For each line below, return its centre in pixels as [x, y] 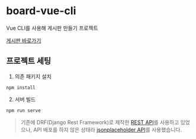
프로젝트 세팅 [29, 61]
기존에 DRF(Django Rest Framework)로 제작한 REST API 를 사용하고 [100, 122]
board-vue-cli [41, 11]
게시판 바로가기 [24, 40]
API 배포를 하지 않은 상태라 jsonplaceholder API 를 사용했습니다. [108, 130]
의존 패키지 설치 [33, 76]
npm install [21, 88]
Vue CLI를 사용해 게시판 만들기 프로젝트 [52, 28]
